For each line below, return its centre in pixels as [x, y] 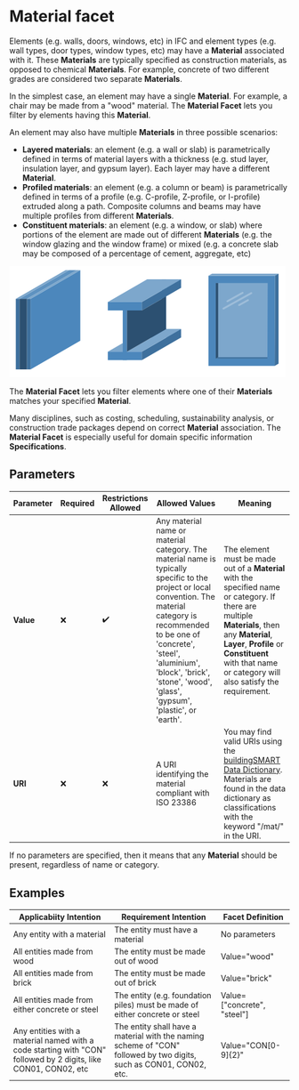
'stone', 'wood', [184, 682]
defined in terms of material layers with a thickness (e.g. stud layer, [145, 158]
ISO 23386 [176, 803]
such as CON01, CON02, [160, 1064]
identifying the [182, 774]
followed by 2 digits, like [57, 1060]
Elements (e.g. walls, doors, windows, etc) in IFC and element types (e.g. [143, 41]
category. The [181, 549]
